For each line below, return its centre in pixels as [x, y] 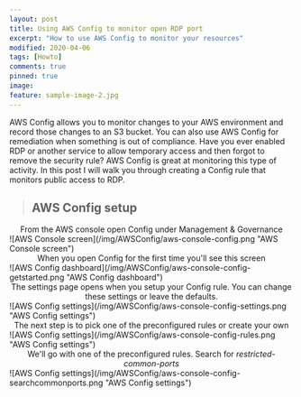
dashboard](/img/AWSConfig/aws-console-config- [156, 268]
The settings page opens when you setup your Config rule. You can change [151, 287]
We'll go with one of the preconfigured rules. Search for [130, 354]
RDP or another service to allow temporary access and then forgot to [137, 151]
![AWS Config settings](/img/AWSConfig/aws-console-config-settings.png [148, 306]
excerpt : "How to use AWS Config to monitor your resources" [127, 38]
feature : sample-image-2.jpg [64, 95]
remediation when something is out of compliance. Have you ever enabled [147, 141]
